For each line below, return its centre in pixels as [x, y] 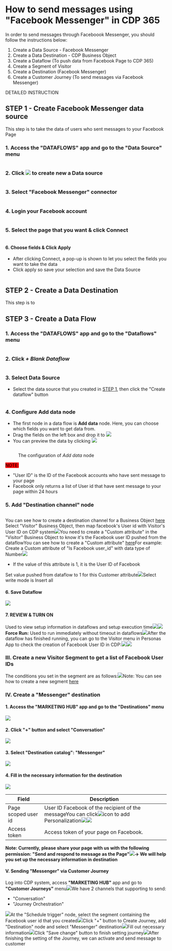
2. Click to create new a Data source [54, 173]
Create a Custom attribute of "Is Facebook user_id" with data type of [78, 548]
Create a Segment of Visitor [42, 66]
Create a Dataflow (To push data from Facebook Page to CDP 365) [83, 60]
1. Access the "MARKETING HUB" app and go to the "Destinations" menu [85, 707]
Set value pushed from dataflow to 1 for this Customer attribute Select [81, 575]
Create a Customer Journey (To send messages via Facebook [78, 77]
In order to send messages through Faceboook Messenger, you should [80, 34]
